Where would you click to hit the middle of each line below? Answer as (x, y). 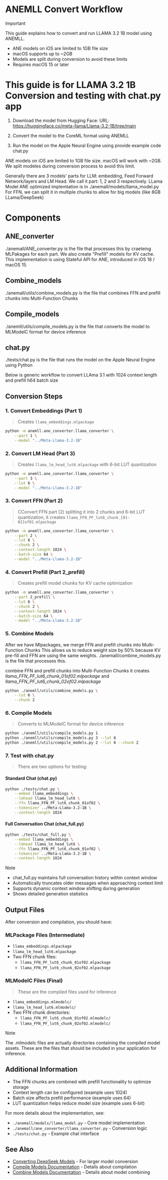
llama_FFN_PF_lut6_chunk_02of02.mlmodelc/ (65, 1024)
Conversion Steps (34, 396)
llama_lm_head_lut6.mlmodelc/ (44, 1007)
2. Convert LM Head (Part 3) (40, 453)
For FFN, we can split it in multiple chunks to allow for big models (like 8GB (83, 192)
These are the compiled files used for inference (67, 992)
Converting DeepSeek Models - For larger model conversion (75, 1162)
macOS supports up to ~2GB (42, 54)
